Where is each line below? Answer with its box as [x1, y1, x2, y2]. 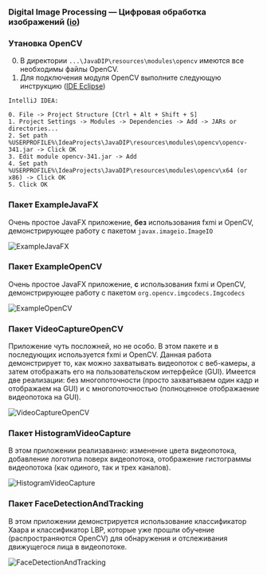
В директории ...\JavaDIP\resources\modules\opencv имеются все [19, 56, 245, 65]
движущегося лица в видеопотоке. [8, 541, 128, 551]
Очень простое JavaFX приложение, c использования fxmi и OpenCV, [8, 279, 246, 289]
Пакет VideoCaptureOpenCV [8, 323, 124, 334]
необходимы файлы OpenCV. [19, 65, 119, 74]
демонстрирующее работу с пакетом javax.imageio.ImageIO [8, 226, 214, 236]
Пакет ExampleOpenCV [8, 261, 103, 272]
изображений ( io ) [8, 16, 80, 27]
